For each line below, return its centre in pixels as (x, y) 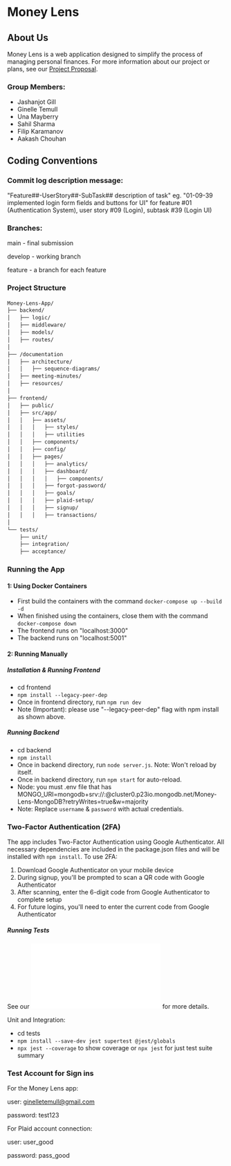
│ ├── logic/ (29, 318)
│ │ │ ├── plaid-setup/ (51, 501)
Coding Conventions (53, 160)
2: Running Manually (37, 654)
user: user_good (30, 1142)
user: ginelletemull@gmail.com (51, 1102)
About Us (28, 38)
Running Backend (33, 732)
